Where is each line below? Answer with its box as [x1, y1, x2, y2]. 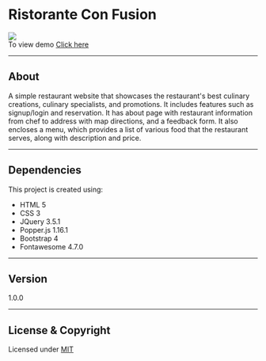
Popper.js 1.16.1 [19, 225, 69, 234]
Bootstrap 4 [19, 234, 59, 243]
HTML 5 [19, 199, 47, 209]
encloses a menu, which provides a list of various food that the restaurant [8, 124, 249, 134]
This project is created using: [8, 184, 104, 194]
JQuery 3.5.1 [19, 216, 61, 226]
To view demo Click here [8, 40, 89, 49]
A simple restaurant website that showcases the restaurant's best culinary [8, 91, 250, 101]
